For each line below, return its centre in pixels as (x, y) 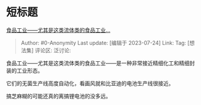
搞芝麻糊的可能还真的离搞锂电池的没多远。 (59, 96)
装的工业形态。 (25, 70)
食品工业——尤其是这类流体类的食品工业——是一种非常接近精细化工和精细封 (100, 63)
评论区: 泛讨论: (53, 50)
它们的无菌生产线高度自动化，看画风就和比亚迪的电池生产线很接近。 (90, 83)
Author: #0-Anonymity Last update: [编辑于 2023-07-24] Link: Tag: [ (105, 43)
